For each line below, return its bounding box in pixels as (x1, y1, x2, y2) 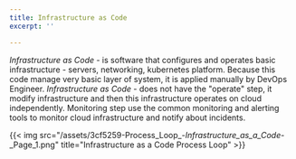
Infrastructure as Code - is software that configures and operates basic (9, 54, 276, 65)
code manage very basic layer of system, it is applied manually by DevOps (9, 73, 288, 84)
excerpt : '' (9, 22, 54, 31)
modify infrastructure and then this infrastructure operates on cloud (9, 92, 263, 104)
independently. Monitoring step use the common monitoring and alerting (9, 102, 280, 113)
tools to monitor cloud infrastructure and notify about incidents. (9, 112, 246, 123)
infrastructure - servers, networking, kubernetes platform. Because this (9, 64, 276, 75)
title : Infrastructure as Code (9, 13, 128, 23)
